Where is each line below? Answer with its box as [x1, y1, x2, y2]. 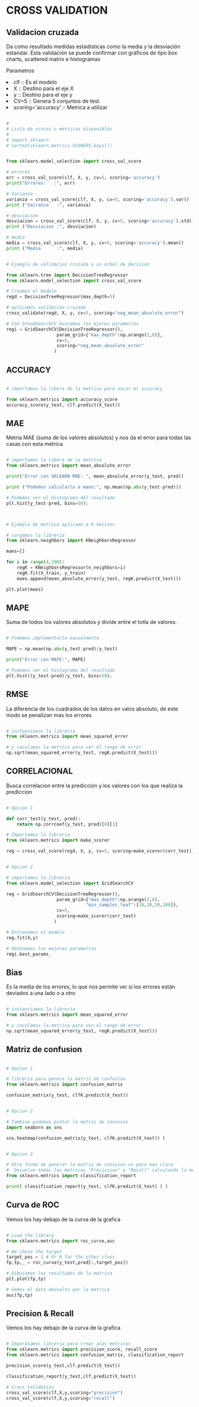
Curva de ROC [6, 1200, 60, 1210]
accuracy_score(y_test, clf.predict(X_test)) [6, 402, 120, 408]
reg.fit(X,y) [6, 934, 38, 941]
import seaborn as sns [6, 1124, 62, 1130]
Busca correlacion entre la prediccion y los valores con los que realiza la [6, 782, 183, 789]
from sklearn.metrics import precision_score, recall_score [6, 1346, 158, 1352]
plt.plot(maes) [6, 586, 44, 592]
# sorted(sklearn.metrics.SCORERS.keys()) [6, 142, 113, 148]
